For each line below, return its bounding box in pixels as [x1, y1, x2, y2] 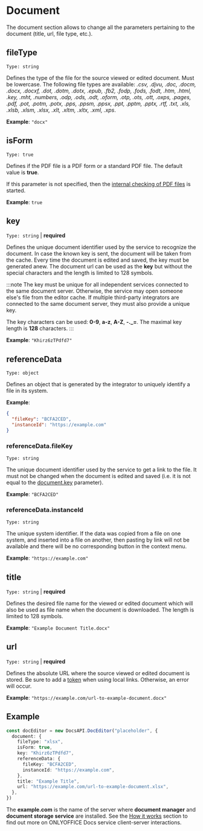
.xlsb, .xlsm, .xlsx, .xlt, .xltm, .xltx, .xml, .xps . [6, 106, 117, 114]
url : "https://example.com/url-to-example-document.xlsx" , [17, 784, 169, 790]
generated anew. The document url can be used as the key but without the [6, 263, 192, 270]
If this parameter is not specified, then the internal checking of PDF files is [6, 180, 191, 187]
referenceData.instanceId [6, 505, 83, 514]
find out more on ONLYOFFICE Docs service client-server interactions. [6, 819, 182, 826]
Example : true [6, 198, 43, 205]
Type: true [6, 152, 34, 158]
